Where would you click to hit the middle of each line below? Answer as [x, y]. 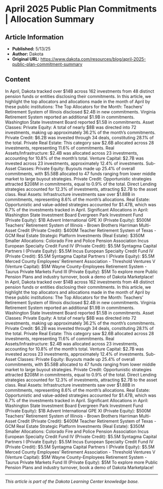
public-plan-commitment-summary [47, 64]
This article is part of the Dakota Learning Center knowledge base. [72, 481]
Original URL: [26, 59]
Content [18, 79]
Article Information [34, 37]
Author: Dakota [28, 54]
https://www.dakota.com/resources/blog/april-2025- [93, 59]
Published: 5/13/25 [31, 49]
